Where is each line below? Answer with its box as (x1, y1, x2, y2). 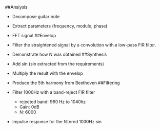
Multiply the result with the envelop (12, 70, 83, 76)
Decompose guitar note (12, 14, 60, 19)
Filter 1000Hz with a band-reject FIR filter (12, 89, 95, 95)
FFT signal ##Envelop (12, 33, 56, 38)
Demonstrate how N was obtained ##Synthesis (12, 51, 107, 57)
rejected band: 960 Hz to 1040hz (19, 99, 86, 105)
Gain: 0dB (19, 104, 40, 109)
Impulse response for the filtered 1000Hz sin (12, 119, 101, 124)
